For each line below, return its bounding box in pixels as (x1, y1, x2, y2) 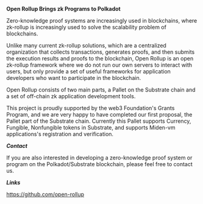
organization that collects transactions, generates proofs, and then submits (6, 48, 195, 56)
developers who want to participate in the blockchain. (6, 75, 141, 81)
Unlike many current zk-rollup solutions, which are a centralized (6, 42, 166, 49)
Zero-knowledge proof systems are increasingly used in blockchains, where (6, 17, 198, 24)
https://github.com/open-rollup (6, 191, 84, 198)
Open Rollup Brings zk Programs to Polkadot (6, 5, 121, 12)
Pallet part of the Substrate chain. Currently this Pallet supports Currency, (6, 117, 191, 125)
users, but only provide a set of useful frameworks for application (6, 68, 171, 75)
